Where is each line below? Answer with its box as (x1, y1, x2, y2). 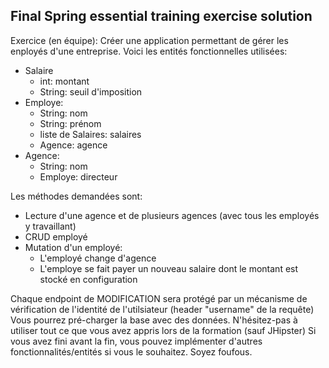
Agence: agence (39, 139, 108, 151)
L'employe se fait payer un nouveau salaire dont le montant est (39, 262, 299, 274)
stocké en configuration (39, 273, 138, 285)
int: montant (39, 75, 90, 87)
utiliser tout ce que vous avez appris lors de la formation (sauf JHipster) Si (10, 324, 317, 336)
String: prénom (39, 117, 102, 129)
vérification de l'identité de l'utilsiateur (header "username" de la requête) (10, 303, 315, 315)
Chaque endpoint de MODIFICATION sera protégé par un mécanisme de (10, 292, 308, 304)
